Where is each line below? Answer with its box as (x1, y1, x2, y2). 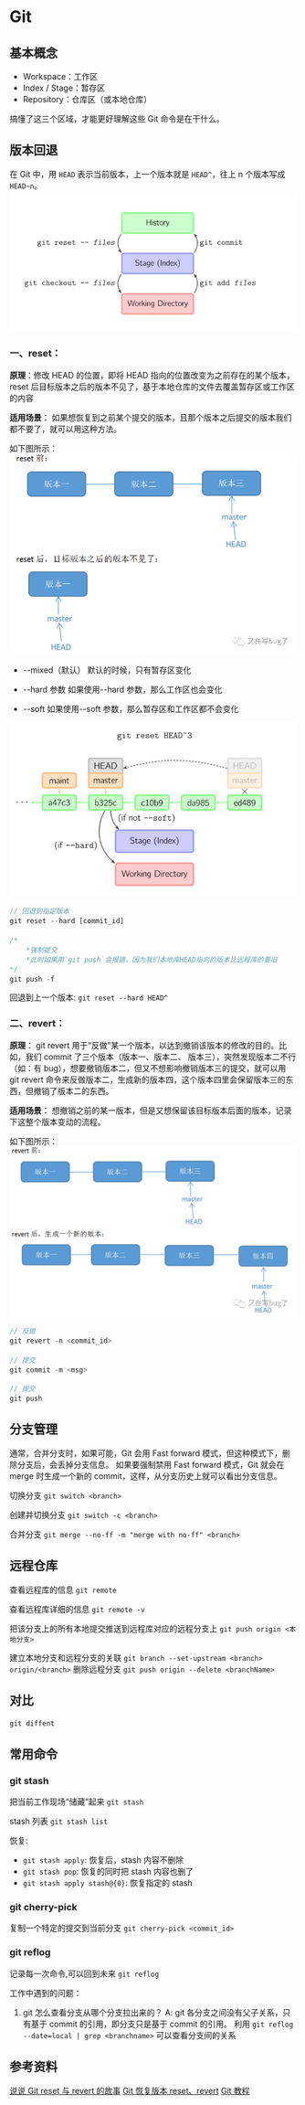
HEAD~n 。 (9, 180, 43, 191)
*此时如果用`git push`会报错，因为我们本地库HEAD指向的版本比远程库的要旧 (26, 955, 278, 964)
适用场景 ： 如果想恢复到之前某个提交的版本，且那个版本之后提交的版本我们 (9, 411, 292, 422)
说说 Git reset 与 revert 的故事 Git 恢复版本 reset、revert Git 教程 (9, 2085, 250, 2096)
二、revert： (9, 1017, 66, 1030)
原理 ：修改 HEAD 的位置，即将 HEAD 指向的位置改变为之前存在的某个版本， (9, 369, 295, 380)
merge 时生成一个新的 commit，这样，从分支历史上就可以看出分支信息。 (9, 1470, 282, 1482)
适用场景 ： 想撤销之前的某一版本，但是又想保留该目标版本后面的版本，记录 (9, 1104, 292, 1116)
